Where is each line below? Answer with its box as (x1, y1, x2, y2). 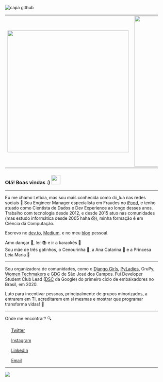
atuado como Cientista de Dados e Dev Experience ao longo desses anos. (5, 205, 153, 211)
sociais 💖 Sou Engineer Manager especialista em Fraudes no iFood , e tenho (5, 200, 156, 206)
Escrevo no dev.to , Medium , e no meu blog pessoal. (5, 230, 109, 236)
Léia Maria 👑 (5, 252, 30, 258)
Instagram (11, 338, 32, 344)
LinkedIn (11, 347, 28, 353)
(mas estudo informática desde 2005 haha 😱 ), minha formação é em (5, 215, 144, 221)
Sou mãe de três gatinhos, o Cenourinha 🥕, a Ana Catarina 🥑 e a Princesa (5, 247, 151, 253)
